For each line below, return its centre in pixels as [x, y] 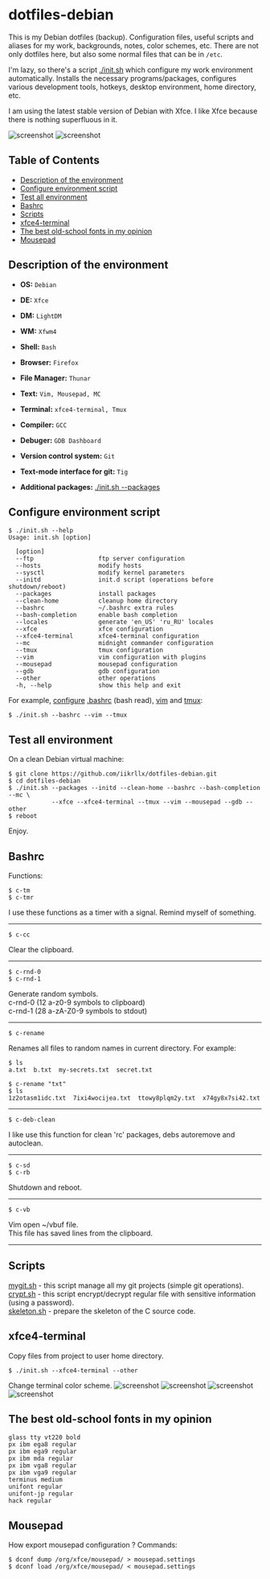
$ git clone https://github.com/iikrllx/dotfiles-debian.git [113, 774]
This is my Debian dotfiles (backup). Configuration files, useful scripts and [131, 37]
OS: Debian [38, 284]
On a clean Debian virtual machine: [66, 759]
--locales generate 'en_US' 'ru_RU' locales [115, 622]
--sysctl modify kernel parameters [100, 573]
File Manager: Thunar [55, 378]
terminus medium [35, 1480]
